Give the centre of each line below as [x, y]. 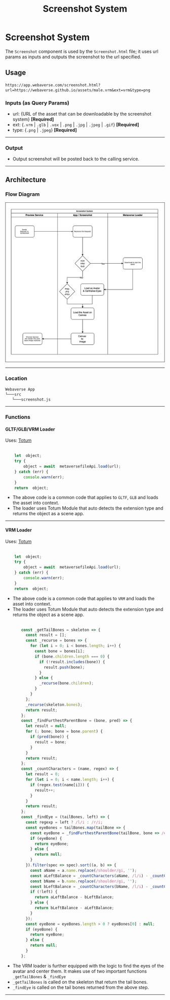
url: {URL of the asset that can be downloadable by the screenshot [82, 114]
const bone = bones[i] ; [60, 651]
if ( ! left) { [44, 892]
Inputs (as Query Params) [37, 103]
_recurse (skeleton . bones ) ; [54, 705]
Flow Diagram [23, 194]
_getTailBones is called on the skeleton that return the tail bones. [80, 982]
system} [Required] [33, 119]
